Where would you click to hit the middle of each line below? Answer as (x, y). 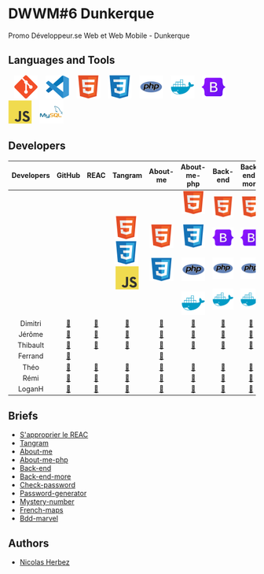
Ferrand (31, 356)
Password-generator (53, 494)
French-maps (41, 510)
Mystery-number (47, 502)
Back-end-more (45, 476)
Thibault (31, 345)
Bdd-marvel (39, 518)
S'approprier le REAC (54, 435)
